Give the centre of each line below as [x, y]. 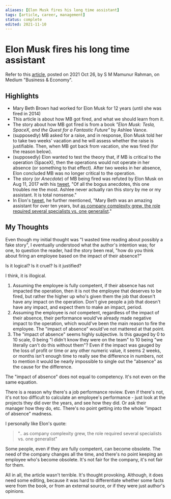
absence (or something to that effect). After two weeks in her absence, [87, 168]
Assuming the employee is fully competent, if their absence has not [83, 285]
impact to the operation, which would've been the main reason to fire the [89, 323]
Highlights [22, 96]
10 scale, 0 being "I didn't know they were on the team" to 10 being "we [88, 339]
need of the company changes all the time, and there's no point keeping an [84, 454]
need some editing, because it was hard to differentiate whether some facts [84, 480]
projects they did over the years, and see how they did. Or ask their [76, 403]
